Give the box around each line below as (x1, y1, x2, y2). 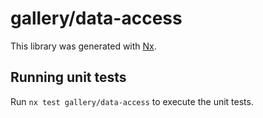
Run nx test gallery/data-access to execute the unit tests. (10, 95, 254, 107)
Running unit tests (10, 69, 127, 86)
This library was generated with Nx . (10, 40, 157, 52)
